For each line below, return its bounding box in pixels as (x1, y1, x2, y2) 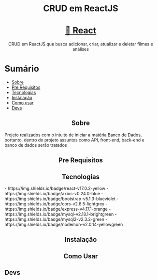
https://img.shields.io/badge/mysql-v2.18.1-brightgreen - (4, 211, 117, 217)
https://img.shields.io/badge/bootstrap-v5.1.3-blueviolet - (4, 196, 119, 202)
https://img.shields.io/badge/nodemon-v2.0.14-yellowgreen (4, 221, 123, 228)
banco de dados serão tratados (4, 142, 67, 148)
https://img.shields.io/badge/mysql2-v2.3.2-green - (4, 217, 108, 222)
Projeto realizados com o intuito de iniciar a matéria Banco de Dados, (4, 132, 142, 138)
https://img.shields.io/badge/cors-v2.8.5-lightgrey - (4, 201, 108, 207)
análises (72, 47, 89, 52)
